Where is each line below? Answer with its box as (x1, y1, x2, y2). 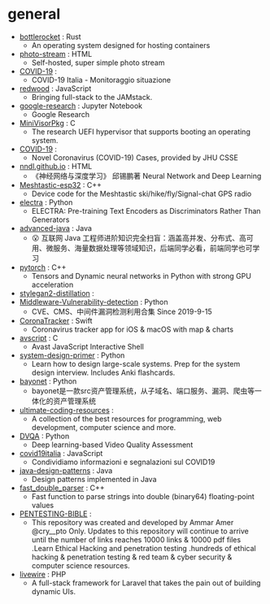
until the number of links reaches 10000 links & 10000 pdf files (31, 534, 242, 545)
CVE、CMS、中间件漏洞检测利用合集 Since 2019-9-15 (31, 306, 212, 316)
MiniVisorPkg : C (19, 118, 76, 128)
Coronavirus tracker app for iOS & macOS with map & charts (31, 324, 233, 334)
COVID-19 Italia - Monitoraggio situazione (31, 75, 172, 85)
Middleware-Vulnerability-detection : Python (19, 297, 168, 306)
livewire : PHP (19, 569, 67, 579)
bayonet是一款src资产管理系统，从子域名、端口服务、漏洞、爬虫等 (31, 385, 255, 395)
